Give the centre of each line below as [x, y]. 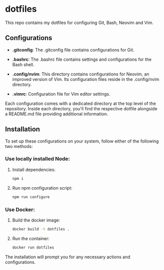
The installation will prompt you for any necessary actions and [68, 257]
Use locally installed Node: [37, 159]
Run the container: [31, 238]
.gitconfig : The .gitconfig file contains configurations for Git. [73, 49]
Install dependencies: [34, 170]
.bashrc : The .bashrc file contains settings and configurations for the [82, 59]
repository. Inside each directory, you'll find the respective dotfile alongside [81, 108]
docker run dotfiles [33, 247]
